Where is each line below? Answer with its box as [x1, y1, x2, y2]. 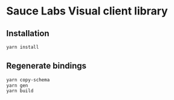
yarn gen [6, 83, 28, 89]
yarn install [6, 44, 39, 50]
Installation [6, 28, 50, 39]
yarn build [6, 88, 34, 94]
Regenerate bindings [6, 61, 86, 71]
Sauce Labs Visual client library [6, 4, 168, 18]
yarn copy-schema [6, 77, 50, 83]
